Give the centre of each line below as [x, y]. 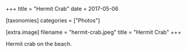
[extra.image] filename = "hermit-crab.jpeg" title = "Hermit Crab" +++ [94, 32]
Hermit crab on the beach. [39, 44]
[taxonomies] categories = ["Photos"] [53, 20]
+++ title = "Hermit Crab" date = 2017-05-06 [62, 9]
